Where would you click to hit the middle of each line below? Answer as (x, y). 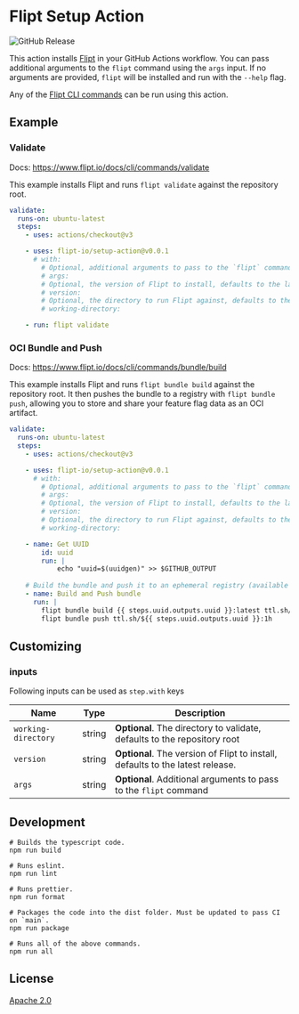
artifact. (24, 413)
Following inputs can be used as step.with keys (97, 691)
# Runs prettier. (41, 889)
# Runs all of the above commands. (75, 944)
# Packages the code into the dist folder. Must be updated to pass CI (145, 913)
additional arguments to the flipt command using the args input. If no (138, 68)
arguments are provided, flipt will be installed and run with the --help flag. (148, 77)
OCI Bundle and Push (56, 347)
